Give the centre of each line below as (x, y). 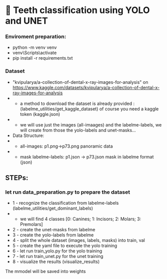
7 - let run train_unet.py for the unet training (58, 256)
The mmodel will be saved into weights (46, 271)
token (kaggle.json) (40, 114)
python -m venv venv (34, 48)
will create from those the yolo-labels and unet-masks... (78, 130)
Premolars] (31, 224)
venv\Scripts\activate (34, 53)
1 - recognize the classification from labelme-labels (66, 203)
